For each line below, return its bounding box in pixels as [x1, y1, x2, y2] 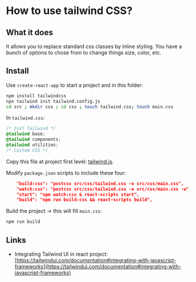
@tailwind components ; [6, 136, 61, 143]
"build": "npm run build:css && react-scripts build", [16, 197, 153, 203]
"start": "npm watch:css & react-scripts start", [16, 191, 140, 197]
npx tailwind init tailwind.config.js [6, 98, 100, 104]
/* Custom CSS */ [6, 147, 48, 153]
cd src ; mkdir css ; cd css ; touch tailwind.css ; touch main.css [6, 104, 174, 109]
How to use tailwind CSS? [6, 4, 133, 18]
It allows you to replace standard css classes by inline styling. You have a [6, 43, 182, 50]
